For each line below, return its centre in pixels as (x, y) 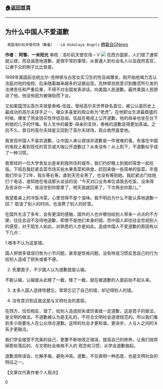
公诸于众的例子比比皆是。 (31, 67)
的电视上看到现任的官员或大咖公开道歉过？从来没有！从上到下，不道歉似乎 (79, 147)
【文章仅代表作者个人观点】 (33, 372)
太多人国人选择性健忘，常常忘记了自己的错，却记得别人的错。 (74, 290)
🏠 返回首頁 (18, 7)
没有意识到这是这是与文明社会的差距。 (50, 301)
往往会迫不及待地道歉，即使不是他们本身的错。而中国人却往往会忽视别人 (86, 221)
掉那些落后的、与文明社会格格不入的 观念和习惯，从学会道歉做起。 (72, 346)
